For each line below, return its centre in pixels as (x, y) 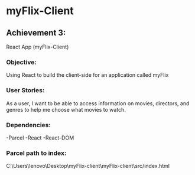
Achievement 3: (36, 33)
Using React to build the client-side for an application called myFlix (87, 75)
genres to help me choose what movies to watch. (66, 109)
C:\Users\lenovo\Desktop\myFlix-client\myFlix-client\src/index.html (88, 166)
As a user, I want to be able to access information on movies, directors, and (98, 103)
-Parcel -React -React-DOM (40, 138)
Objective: (21, 62)
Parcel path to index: (36, 153)
